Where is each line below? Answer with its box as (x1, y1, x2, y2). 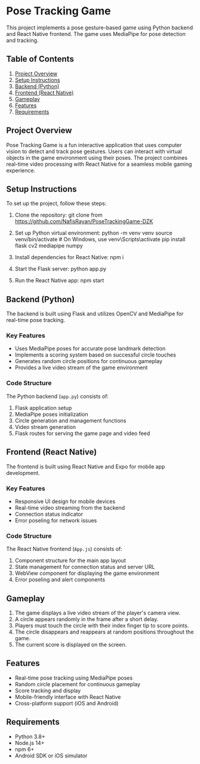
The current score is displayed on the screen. (14, 641, 127, 648)
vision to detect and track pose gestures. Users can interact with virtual (6, 148, 182, 155)
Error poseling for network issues (14, 516, 97, 524)
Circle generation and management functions (14, 417, 127, 424)
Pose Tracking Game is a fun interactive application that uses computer (6, 141, 182, 148)
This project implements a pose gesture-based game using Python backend (6, 24, 193, 31)
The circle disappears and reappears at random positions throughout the (14, 628, 194, 635)
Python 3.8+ (14, 733, 46, 740)
